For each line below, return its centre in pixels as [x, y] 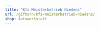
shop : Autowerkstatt [26, 19]
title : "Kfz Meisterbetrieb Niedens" [44, 10]
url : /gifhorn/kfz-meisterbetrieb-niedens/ [50, 14]
